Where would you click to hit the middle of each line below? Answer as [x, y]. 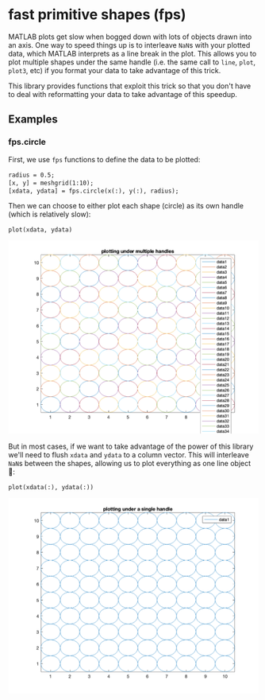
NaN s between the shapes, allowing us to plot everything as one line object [130, 463]
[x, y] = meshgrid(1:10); [51, 183]
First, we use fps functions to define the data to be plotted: [104, 159]
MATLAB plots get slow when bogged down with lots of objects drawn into [130, 37]
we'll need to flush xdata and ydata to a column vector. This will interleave [129, 454]
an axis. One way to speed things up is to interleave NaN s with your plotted [129, 45]
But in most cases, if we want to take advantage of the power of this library [131, 446]
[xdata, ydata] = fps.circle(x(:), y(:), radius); [94, 191]
